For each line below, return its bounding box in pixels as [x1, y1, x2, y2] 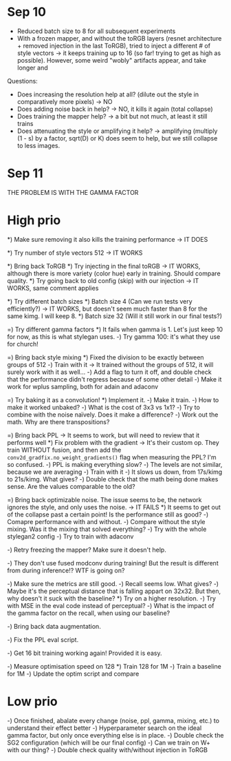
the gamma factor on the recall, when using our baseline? [7, 609, 170, 617]
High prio [7, 213, 61, 228]
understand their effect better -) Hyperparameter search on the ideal [7, 724, 202, 732]
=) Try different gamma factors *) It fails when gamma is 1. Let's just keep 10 [7, 325, 223, 333]
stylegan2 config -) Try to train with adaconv [7, 532, 134, 541]
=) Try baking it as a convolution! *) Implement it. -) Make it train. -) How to [7, 395, 219, 404]
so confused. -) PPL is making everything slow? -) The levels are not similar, [7, 460, 223, 468]
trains [16, 119, 34, 127]
